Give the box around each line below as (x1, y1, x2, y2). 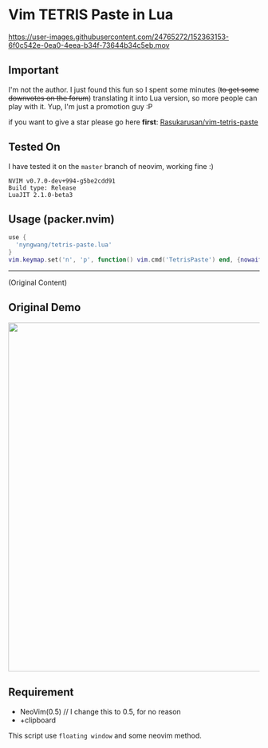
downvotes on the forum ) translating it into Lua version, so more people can (8, 93, 258, 103)
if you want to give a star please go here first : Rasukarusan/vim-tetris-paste (8, 117, 258, 127)
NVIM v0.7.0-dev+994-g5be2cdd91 (8, 177, 116, 185)
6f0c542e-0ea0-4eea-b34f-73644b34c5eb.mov (8, 40, 170, 49)
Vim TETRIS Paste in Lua (8, 6, 174, 24)
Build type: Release (8, 183, 77, 192)
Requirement (8, 686, 74, 699)
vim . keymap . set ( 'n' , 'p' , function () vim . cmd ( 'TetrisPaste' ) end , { (8, 256, 241, 264)
